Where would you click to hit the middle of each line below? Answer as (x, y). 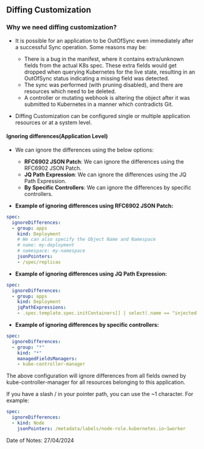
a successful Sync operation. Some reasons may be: (81, 47)
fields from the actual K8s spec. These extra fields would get (100, 65)
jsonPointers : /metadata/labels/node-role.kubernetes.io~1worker (102, 428)
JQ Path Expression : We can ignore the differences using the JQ (105, 174)
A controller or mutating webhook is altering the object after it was (107, 97)
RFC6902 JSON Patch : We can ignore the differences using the (104, 161)
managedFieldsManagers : (47, 358)
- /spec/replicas (39, 262)
